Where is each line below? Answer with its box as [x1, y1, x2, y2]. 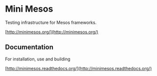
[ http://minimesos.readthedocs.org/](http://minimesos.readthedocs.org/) [5, 65, 152, 71]
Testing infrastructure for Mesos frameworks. [5, 19, 97, 25]
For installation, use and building [5, 56, 70, 62]
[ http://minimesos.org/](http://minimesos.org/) [5, 29, 99, 35]
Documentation [5, 43, 54, 52]
